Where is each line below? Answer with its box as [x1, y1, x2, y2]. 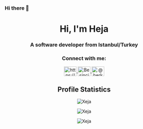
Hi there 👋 [5, 5, 30, 12]
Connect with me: [61, 55, 107, 62]
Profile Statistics [57, 85, 111, 94]
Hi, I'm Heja [59, 23, 109, 35]
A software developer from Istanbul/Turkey [30, 41, 138, 49]
